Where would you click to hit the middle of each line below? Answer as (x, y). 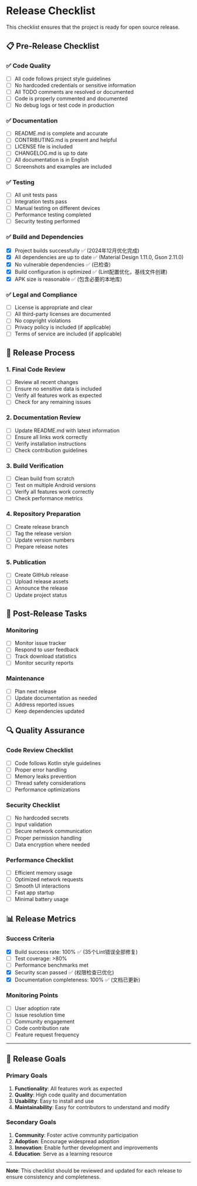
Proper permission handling (48, 838)
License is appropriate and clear (53, 307)
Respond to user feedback (47, 650)
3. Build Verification (35, 465)
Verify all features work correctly (54, 492)
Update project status (41, 595)
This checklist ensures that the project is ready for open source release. (93, 27)
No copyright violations (43, 321)
